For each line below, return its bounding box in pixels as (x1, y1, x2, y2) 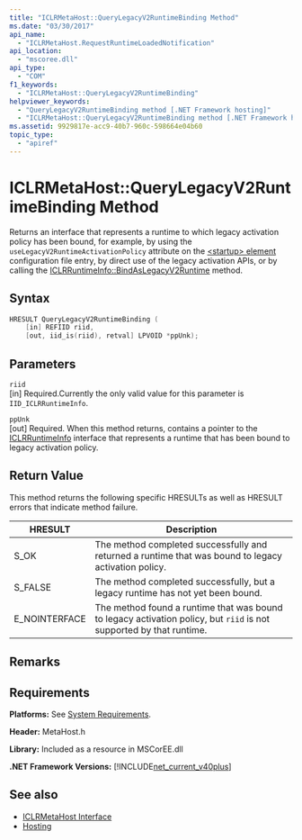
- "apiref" (17, 139, 58, 148)
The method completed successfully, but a (94, 575, 276, 588)
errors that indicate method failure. (9, 501, 138, 512)
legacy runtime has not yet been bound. (94, 586, 262, 599)
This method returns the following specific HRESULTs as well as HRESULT (9, 492, 283, 502)
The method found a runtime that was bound (94, 601, 283, 613)
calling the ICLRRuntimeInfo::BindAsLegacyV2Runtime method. (9, 265, 244, 275)
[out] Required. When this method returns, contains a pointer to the (9, 422, 258, 433)
